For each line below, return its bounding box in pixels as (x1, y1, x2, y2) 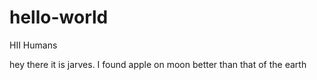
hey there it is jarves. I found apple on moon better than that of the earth (9, 58, 307, 70)
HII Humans (9, 39, 58, 51)
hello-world (9, 6, 109, 29)
